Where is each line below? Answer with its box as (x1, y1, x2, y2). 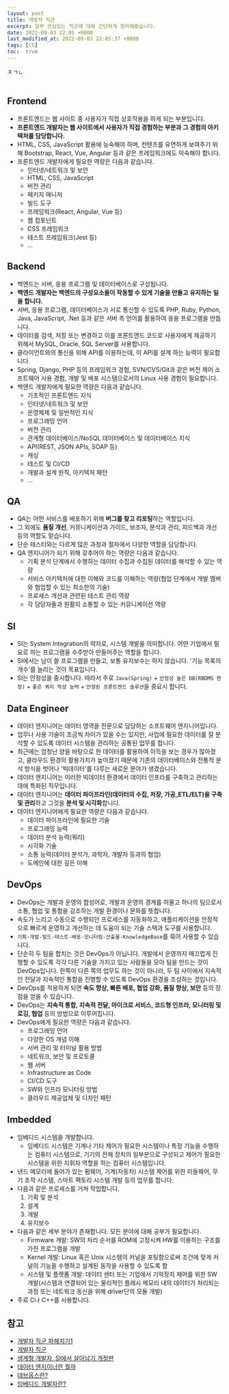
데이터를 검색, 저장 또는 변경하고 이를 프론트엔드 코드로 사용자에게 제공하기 (16, 331, 217, 339)
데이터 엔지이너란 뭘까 (16, 1362, 77, 1371)
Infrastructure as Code (27, 1068, 91, 1076)
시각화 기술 (27, 841, 57, 849)
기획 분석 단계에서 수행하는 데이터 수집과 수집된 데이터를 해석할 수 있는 (27, 558, 215, 566)
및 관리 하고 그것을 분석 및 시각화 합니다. (16, 799, 121, 807)
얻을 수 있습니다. (29, 992, 74, 1000)
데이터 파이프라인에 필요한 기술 (27, 816, 110, 824)
